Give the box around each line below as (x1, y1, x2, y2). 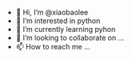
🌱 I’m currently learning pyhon (15, 25, 116, 33)
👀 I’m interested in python (15, 16, 101, 26)
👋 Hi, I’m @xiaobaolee (15, 8, 89, 17)
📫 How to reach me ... (15, 42, 90, 51)
